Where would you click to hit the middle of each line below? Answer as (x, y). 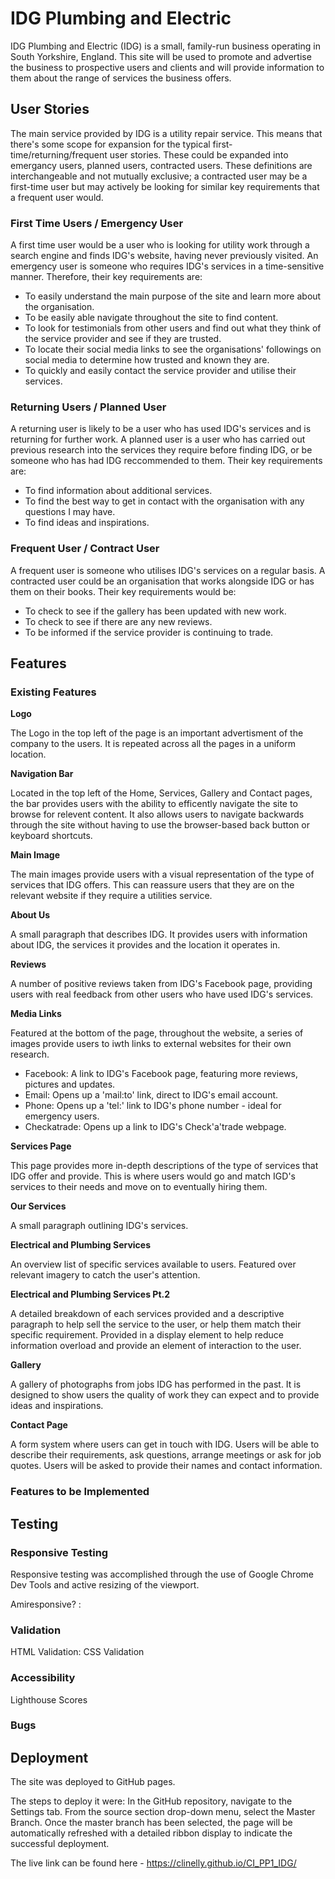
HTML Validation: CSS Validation (77, 1652)
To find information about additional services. (118, 491)
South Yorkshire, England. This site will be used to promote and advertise (161, 56)
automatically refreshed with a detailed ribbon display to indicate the (151, 1833)
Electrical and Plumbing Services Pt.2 (90, 1294)
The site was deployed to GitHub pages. (93, 1782)
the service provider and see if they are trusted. (123, 339)
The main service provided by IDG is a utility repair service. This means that (166, 133)
